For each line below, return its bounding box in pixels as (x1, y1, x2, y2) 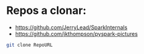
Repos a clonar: (6, 4, 87, 18)
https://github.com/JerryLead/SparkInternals (15, 24, 128, 31)
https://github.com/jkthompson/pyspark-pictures (15, 30, 138, 37)
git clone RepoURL (6, 42, 53, 48)
